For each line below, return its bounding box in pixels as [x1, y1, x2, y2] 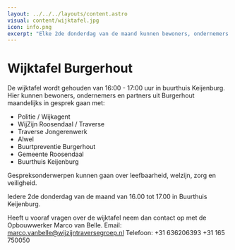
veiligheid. [7, 179, 37, 187]
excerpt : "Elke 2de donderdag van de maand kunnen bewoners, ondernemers [7, 30, 229, 37]
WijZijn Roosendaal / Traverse [17, 120, 104, 129]
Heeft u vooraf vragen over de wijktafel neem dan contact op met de [7, 213, 207, 222]
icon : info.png [7, 23, 52, 30]
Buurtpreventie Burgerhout [17, 143, 96, 151]
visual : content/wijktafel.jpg [7, 17, 100, 24]
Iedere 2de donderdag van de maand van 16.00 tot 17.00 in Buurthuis [7, 192, 207, 201]
